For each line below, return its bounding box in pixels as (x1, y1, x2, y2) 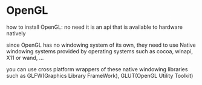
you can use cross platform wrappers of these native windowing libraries (6, 65, 188, 72)
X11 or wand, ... (6, 54, 44, 61)
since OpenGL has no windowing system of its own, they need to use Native (6, 41, 197, 48)
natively (6, 29, 26, 37)
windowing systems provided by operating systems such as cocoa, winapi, (6, 47, 194, 54)
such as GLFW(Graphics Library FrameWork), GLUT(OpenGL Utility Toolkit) (6, 72, 194, 79)
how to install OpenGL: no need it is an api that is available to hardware (6, 23, 183, 31)
